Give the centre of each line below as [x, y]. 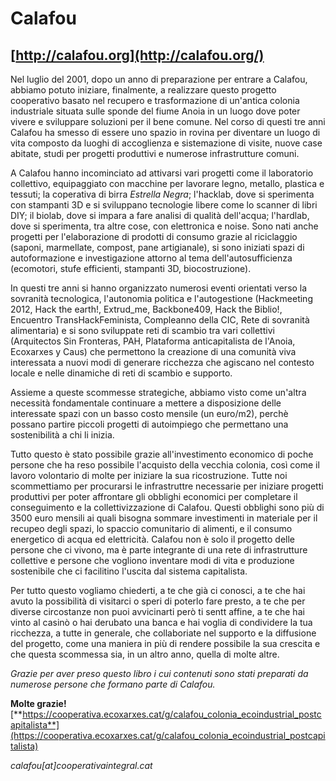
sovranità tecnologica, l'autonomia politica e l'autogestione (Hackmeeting [161, 298]
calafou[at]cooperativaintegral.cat [81, 765]
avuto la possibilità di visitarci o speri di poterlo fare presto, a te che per [158, 601]
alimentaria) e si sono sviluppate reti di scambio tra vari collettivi [142, 330]
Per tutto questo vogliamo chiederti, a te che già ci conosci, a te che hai [158, 590]
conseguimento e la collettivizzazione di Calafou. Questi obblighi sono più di [167, 507]
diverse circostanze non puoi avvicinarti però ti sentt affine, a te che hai [157, 611]
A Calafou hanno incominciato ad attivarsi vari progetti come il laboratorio [162, 173]
